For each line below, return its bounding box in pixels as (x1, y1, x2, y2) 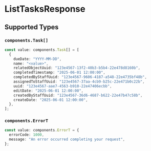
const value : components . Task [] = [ (4, 47, 79, 52)
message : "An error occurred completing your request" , (9, 137, 125, 142)
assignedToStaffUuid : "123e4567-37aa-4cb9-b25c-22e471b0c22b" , (13, 79, 145, 84)
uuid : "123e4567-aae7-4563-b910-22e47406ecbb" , (13, 84, 112, 88)
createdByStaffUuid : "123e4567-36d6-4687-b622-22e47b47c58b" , (13, 93, 143, 98)
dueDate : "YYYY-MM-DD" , (13, 56, 62, 62)
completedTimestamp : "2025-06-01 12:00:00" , (13, 70, 106, 75)
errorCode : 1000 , (9, 132, 44, 137)
